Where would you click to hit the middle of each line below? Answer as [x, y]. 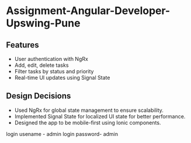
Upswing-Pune [43, 23]
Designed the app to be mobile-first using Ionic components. [88, 122]
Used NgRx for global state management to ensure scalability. [89, 110]
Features [22, 45]
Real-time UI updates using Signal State [62, 78]
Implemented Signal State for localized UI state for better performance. [100, 116]
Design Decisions [39, 96]
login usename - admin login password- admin [62, 134]
